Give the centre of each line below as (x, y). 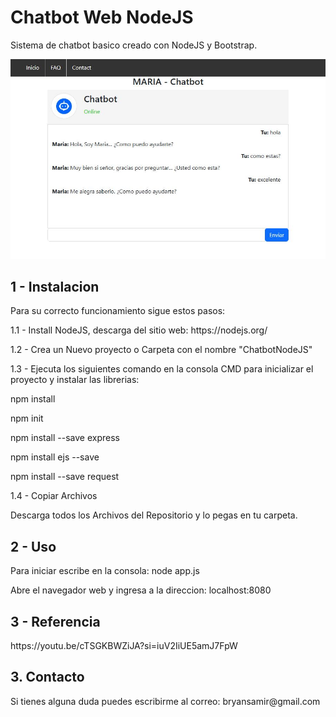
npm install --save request (65, 477)
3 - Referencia (55, 621)
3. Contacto (47, 677)
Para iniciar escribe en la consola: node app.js (105, 571)
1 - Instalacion (55, 286)
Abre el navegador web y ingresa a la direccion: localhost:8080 (141, 590)
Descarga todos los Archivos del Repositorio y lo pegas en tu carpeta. (154, 515)
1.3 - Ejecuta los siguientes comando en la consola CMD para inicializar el (162, 369)
